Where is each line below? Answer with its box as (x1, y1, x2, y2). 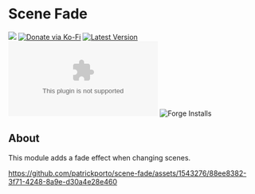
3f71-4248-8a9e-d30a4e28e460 (8, 176, 118, 186)
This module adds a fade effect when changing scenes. (8, 152, 191, 162)
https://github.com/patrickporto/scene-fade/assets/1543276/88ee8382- (8, 168, 247, 178)
